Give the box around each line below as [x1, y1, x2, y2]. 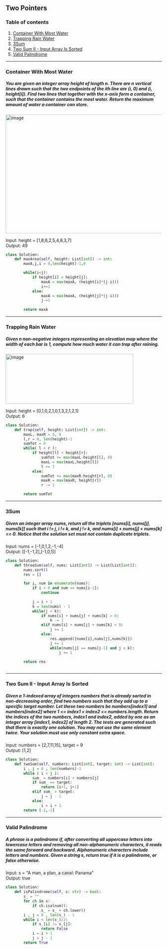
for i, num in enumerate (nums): [23, 581, 91, 586]
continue [41, 590, 59, 595]
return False [41, 926, 68, 932]
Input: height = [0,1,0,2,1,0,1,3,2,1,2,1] [5, 408, 79, 414]
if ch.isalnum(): [32, 903, 68, 908]
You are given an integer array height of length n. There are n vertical [5, 80, 152, 86]
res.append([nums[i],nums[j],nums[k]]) [50, 636, 133, 641]
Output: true [5, 875, 31, 881]
